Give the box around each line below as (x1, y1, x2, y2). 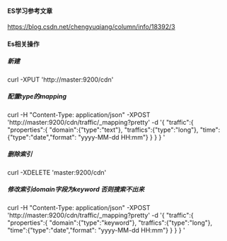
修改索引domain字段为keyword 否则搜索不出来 (7, 185, 145, 194)
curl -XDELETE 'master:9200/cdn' (7, 168, 107, 176)
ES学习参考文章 (7, 6, 53, 15)
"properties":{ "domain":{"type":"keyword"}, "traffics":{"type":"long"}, (7, 218, 213, 227)
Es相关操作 (7, 39, 40, 48)
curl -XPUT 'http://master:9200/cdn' (7, 75, 114, 84)
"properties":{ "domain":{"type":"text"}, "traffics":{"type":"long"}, (7, 125, 199, 134)
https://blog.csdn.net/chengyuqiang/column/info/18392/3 (7, 23, 175, 31)
